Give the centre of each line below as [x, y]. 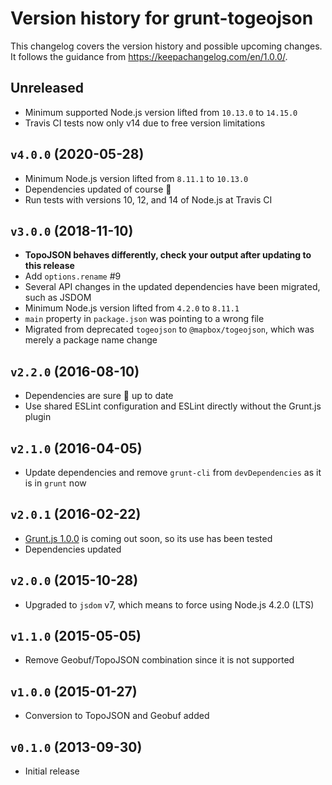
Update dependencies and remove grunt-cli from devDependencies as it [173, 472]
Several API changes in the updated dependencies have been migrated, [172, 287]
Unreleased [47, 88]
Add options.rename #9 [73, 276]
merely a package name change [91, 340]
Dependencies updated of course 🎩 [98, 189]
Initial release [52, 771]
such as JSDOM [58, 298]
